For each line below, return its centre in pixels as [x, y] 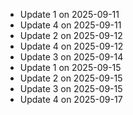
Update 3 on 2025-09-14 [71, 57]
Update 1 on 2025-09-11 [69, 14]
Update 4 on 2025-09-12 [71, 46]
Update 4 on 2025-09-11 [70, 25]
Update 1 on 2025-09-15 [70, 67]
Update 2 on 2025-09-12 [71, 35]
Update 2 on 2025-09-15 [71, 78]
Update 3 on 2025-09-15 [71, 88]
